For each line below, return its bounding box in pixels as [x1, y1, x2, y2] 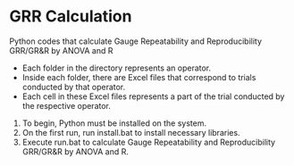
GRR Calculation [9, 6, 132, 27]
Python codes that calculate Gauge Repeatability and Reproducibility [9, 36, 262, 46]
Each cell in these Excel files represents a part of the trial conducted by [21, 91, 285, 102]
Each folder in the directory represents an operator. [21, 62, 212, 73]
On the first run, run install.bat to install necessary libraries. [21, 127, 240, 137]
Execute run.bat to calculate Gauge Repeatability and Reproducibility [21, 137, 275, 147]
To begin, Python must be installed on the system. [21, 118, 207, 129]
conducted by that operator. [21, 81, 126, 92]
